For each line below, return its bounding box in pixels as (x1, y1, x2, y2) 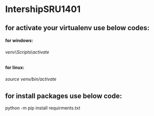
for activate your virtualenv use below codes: (5, 24, 150, 32)
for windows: (5, 38, 33, 44)
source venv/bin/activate (5, 76, 56, 82)
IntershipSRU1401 (5, 4, 81, 15)
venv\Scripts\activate (5, 49, 49, 55)
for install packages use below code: (5, 91, 122, 100)
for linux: (5, 64, 24, 71)
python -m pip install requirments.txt (5, 105, 80, 111)
